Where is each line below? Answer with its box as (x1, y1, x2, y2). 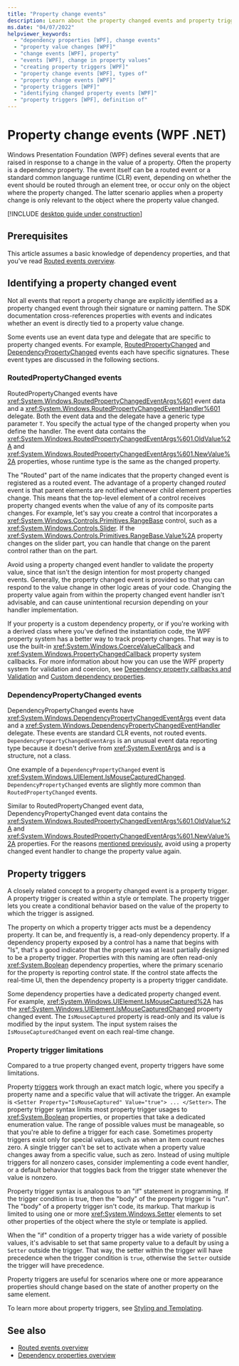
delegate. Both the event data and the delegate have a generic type (7, 412, 205, 420)
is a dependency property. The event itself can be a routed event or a (7, 165, 211, 174)
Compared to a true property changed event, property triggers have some (7, 1061, 225, 1070)
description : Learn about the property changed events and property (7, 17, 215, 24)
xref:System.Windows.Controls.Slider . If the (7, 523, 135, 532)
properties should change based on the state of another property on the (7, 1283, 219, 1291)
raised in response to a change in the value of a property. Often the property (7, 158, 231, 166)
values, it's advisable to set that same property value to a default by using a (7, 1239, 229, 1247)
